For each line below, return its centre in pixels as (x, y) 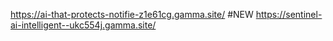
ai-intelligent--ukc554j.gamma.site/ (83, 25)
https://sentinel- (289, 14)
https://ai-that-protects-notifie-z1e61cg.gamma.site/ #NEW (132, 14)
